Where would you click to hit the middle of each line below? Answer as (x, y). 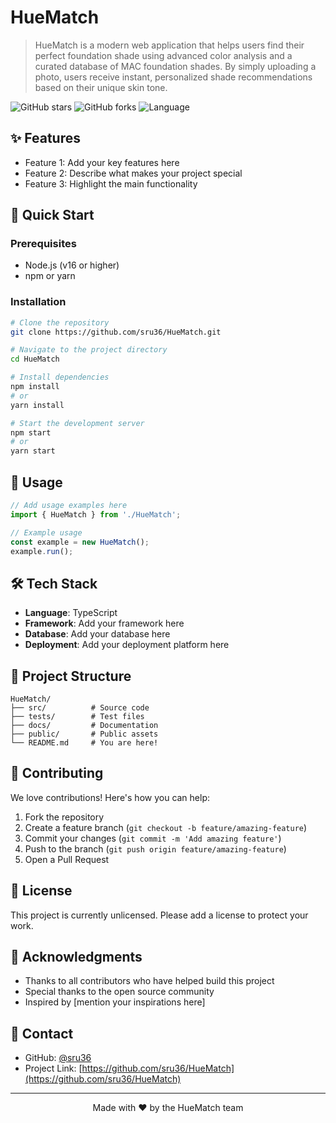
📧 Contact (42, 1033)
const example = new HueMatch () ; (80, 542)
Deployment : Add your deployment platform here (127, 645)
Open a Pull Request (67, 859)
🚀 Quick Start (52, 215)
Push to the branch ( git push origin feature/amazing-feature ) (155, 848)
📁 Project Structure (71, 676)
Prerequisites (43, 244)
